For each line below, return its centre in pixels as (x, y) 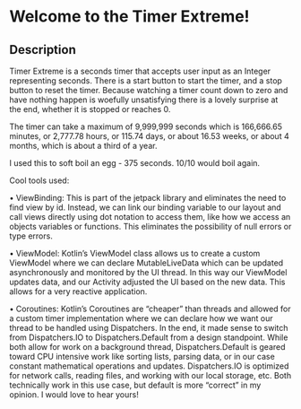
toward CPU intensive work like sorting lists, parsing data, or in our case (142, 357)
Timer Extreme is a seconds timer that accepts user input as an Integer (140, 71)
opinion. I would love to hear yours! (74, 395)
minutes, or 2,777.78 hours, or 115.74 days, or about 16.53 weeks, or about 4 (149, 136)
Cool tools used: (39, 180)
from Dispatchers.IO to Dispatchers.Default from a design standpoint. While (149, 337)
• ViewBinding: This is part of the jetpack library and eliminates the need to (148, 198)
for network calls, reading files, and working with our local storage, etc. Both (150, 375)
